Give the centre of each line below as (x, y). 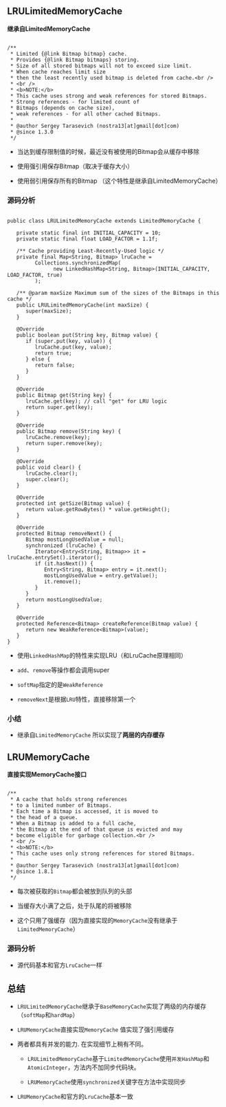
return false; (55, 366)
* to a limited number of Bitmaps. (61, 806)
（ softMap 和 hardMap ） (48, 1015)
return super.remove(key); (64, 444)
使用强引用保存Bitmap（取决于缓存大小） (75, 166)
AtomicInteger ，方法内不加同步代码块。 (83, 1067)
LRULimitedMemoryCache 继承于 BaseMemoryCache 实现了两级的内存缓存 (112, 1007)
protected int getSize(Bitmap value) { (73, 504)
